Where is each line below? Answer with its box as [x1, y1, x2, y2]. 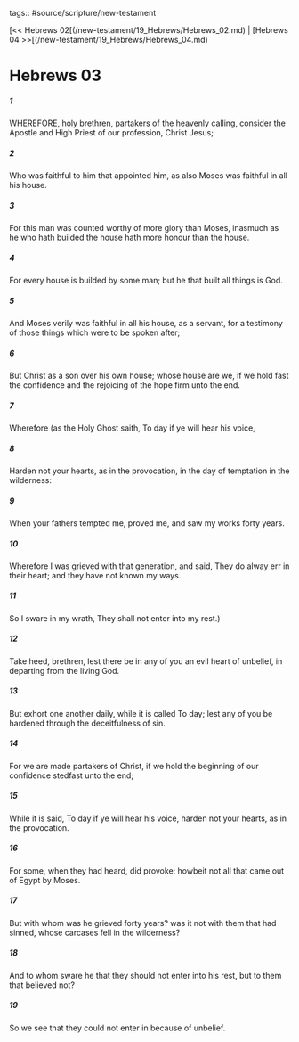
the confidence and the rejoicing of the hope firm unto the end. [9, 380, 240, 390]
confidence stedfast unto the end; [9, 770, 134, 781]
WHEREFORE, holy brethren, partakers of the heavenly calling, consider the [9, 118, 287, 128]
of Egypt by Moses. [9, 874, 81, 885]
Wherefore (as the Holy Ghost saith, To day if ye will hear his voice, [9, 423, 255, 433]
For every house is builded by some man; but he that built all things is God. [9, 275, 283, 286]
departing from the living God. [9, 665, 120, 676]
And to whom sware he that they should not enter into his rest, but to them [9, 970, 282, 980]
